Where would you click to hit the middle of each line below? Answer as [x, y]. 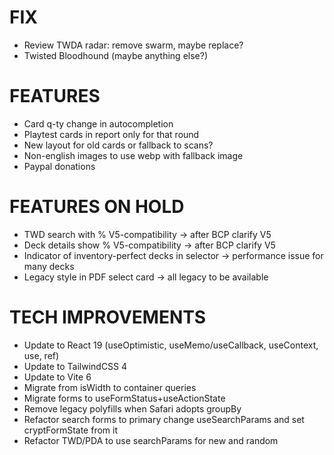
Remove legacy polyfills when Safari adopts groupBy [132, 408]
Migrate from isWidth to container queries [110, 387]
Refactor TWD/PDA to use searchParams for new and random [151, 440]
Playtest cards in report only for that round [111, 134]
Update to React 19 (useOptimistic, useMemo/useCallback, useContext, [171, 345]
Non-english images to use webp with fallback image [133, 155]
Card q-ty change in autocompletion [98, 123]
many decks [49, 266]
